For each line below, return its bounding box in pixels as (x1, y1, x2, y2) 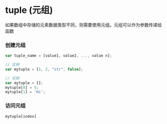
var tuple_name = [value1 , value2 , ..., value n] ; (5, 53, 112, 59)
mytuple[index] (5, 114, 37, 119)
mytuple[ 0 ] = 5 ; (5, 85, 39, 90)
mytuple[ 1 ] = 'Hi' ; (5, 90, 46, 95)
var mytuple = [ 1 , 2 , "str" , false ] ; (5, 66, 83, 72)
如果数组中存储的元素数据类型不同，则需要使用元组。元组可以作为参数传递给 (5, 22, 162, 28)
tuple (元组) (5, 4, 53, 16)
